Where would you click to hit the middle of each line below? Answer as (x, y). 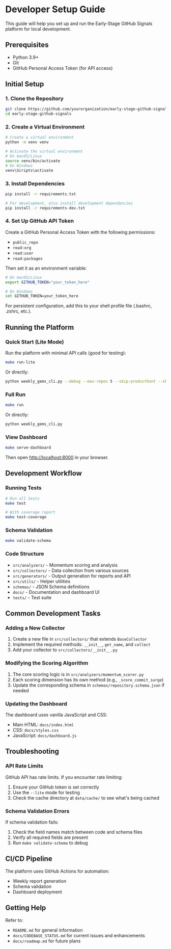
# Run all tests (22, 498)
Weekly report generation (39, 881)
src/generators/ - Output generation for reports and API (72, 576)
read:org (22, 248)
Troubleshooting (32, 752)
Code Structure (25, 554)
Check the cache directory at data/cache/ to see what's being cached (86, 798)
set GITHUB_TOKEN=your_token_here (42, 296)
